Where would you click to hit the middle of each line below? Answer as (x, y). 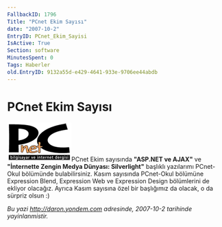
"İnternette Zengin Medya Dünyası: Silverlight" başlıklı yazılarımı (100, 166)
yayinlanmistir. (28, 216)
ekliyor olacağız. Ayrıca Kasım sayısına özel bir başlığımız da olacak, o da (110, 188)
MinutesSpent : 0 (30, 58)
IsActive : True (29, 43)
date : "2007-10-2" (33, 29)
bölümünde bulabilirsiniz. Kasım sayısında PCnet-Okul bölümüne (113, 174)
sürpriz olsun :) (28, 196)
